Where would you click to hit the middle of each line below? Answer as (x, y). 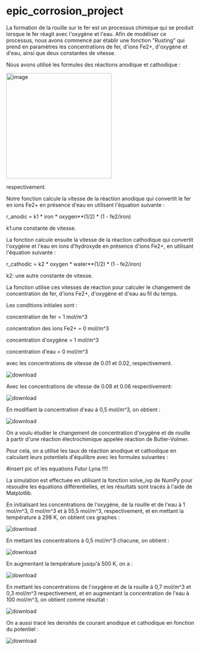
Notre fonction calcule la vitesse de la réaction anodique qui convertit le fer (99, 198)
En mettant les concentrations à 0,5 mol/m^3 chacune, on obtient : (88, 540)
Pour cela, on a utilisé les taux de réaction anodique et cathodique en (91, 451)
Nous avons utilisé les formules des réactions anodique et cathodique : (93, 65)
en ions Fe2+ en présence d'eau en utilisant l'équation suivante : (86, 205)
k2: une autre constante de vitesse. (50, 275)
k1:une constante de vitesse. (41, 228)
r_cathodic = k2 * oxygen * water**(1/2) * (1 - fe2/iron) (74, 264)
